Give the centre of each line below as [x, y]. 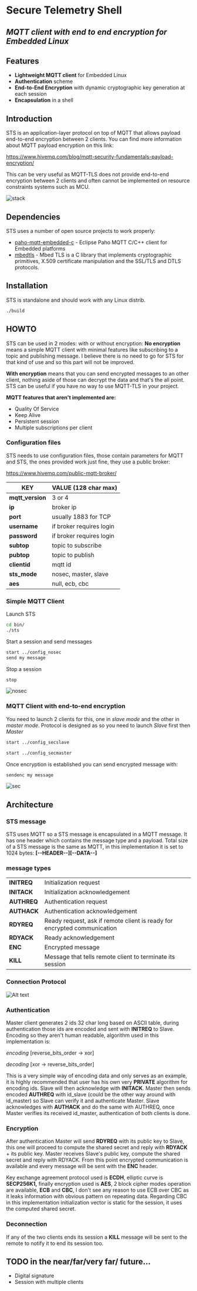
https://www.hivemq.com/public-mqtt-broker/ [62, 473]
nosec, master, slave [80, 574]
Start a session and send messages [49, 641]
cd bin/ [16, 625]
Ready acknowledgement [79, 938]
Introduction [29, 119]
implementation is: [28, 1041]
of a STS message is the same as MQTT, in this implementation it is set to [95, 847]
